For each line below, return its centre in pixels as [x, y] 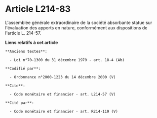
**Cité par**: [20, 103]
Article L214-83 [38, 9]
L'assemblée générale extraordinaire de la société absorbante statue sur [79, 23]
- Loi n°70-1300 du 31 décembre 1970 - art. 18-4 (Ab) [67, 60]
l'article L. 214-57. [23, 33]
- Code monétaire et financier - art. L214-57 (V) [63, 94]
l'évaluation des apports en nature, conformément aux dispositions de [76, 27]
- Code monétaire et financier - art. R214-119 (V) [64, 111]
